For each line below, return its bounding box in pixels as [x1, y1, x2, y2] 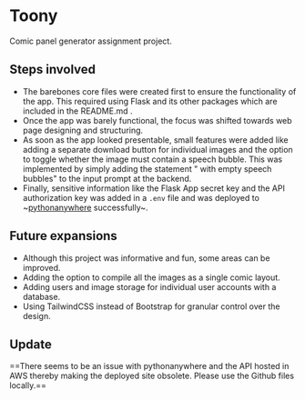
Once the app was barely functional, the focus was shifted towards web [22, 115, 293, 125]
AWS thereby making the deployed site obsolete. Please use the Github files [9, 370, 294, 382]
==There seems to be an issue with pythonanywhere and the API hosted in [9, 361, 290, 372]
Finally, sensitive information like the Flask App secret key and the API [22, 183, 285, 194]
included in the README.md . [22, 105, 134, 116]
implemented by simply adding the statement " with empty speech [22, 163, 272, 174]
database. [22, 291, 61, 302]
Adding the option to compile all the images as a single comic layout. [22, 272, 280, 283]
